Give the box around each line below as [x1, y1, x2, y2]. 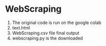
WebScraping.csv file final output [12, 30, 80, 36]
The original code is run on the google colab [12, 20, 102, 25]
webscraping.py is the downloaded [12, 35, 83, 41]
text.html [12, 24, 30, 30]
